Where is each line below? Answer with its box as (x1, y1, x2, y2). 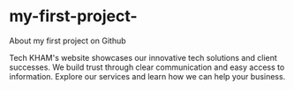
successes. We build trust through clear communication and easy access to (9, 62, 285, 72)
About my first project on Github (9, 35, 126, 46)
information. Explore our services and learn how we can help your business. (9, 71, 286, 81)
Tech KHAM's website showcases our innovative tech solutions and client (9, 52, 278, 63)
